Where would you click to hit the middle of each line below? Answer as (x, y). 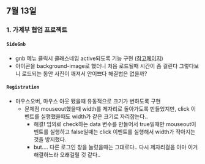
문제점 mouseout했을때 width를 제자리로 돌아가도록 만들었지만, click (107, 108)
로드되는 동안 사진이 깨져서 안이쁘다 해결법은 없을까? (84, 73)
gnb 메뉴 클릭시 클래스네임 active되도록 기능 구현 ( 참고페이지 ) (89, 58)
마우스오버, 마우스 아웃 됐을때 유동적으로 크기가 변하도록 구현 (88, 101)
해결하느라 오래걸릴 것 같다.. (67, 154)
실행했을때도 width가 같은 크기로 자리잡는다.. (94, 116)
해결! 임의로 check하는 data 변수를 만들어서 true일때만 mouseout (112, 124)
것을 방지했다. (50, 139)
